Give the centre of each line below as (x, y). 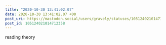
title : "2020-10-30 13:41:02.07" (40, 10)
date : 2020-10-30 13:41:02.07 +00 (41, 14)
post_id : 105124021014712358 (35, 23)
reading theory (20, 37)
